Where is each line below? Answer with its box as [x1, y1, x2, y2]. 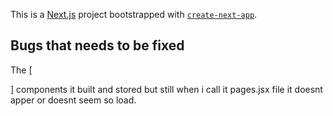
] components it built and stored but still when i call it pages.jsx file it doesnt [10, 83, 323, 95]
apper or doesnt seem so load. [10, 94, 137, 106]
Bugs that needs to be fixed [10, 37, 185, 54]
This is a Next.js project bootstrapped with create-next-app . [10, 9, 258, 20]
